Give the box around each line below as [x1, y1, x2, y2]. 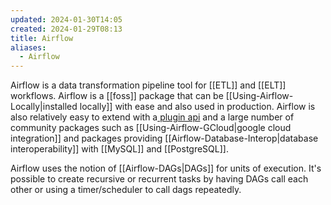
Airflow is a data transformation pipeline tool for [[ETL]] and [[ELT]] [10, 79, 287, 91]
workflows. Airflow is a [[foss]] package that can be [10, 90, 224, 102]
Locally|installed [10, 101, 78, 113]
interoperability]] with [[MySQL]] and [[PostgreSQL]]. [10, 143, 229, 155]
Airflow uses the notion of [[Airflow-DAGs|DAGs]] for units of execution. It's [10, 162, 322, 175]
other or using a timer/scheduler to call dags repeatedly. [10, 184, 242, 196]
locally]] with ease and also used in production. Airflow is [79, 101, 316, 113]
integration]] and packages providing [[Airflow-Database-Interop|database [10, 132, 319, 145]
